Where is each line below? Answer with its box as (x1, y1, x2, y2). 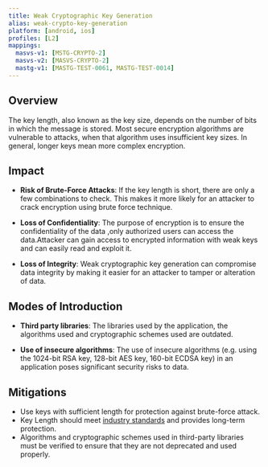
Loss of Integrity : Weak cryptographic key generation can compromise (19, 259, 257, 269)
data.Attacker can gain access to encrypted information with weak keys (19, 235, 258, 245)
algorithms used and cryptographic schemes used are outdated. (19, 330, 233, 339)
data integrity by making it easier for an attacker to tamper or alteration (19, 268, 256, 277)
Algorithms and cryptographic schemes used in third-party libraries (19, 432, 244, 442)
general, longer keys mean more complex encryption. (8, 141, 186, 150)
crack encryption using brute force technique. (19, 203, 173, 212)
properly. (19, 449, 51, 459)
